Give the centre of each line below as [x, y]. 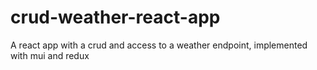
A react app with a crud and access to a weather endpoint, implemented [159, 45]
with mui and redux [50, 55]
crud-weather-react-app [115, 17]
